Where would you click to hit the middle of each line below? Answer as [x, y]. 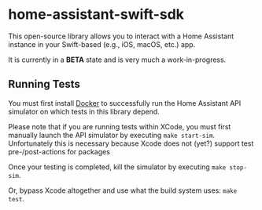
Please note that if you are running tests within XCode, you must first [120, 126]
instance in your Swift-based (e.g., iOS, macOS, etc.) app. [102, 44]
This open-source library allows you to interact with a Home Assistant [121, 36]
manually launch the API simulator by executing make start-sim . [111, 135]
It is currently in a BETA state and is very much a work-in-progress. [117, 60]
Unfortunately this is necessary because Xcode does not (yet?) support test [131, 143]
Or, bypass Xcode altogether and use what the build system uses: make [123, 190]
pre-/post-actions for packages [59, 151]
